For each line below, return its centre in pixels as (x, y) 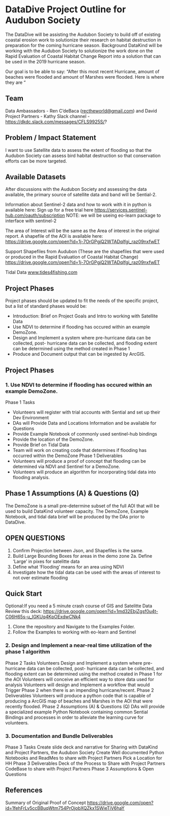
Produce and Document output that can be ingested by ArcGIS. (79, 354)
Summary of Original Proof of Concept (46, 802)
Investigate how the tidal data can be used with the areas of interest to (87, 572)
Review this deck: (24, 611)
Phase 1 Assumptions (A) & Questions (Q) (72, 494)
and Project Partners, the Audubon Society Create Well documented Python (85, 752)
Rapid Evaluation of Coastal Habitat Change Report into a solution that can (83, 56)
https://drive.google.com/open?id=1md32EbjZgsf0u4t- (101, 611)
